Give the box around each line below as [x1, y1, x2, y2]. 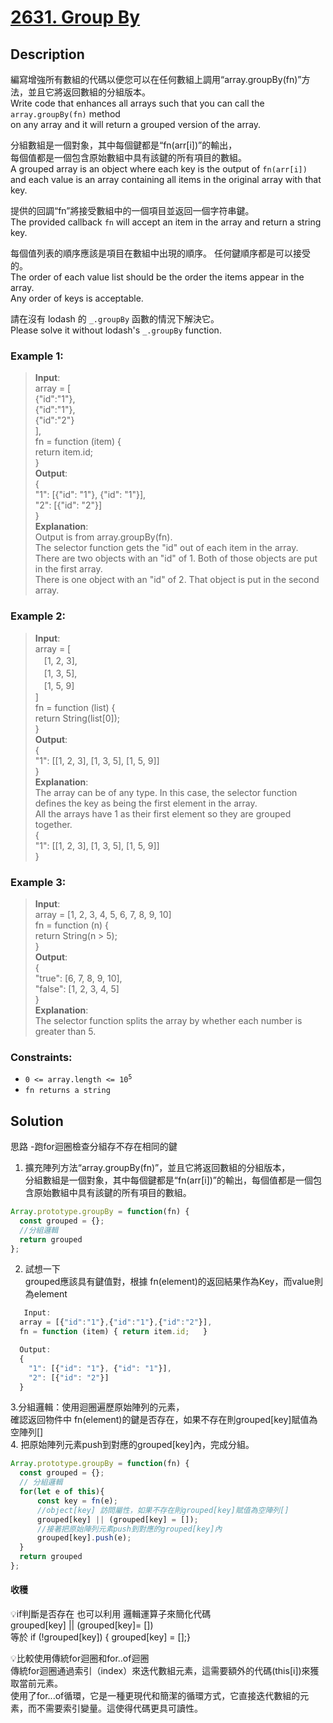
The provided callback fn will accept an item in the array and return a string [10, 216, 322, 228]
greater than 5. [34, 1025, 97, 1037]
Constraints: [10, 1050, 73, 1064]
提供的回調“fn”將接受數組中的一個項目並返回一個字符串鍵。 [10, 205, 255, 216]
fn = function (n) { [34, 919, 110, 931]
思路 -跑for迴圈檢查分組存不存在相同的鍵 [10, 1141, 178, 1152]
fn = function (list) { [34, 701, 116, 713]
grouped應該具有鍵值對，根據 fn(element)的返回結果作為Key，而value [24, 1276, 315, 1288]
